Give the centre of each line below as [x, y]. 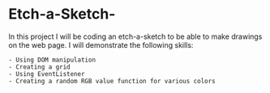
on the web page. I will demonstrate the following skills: [101, 44]
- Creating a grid [39, 67]
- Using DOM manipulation [52, 60]
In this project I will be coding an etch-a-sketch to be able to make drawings [135, 36]
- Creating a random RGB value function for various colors [112, 81]
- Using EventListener [47, 74]
